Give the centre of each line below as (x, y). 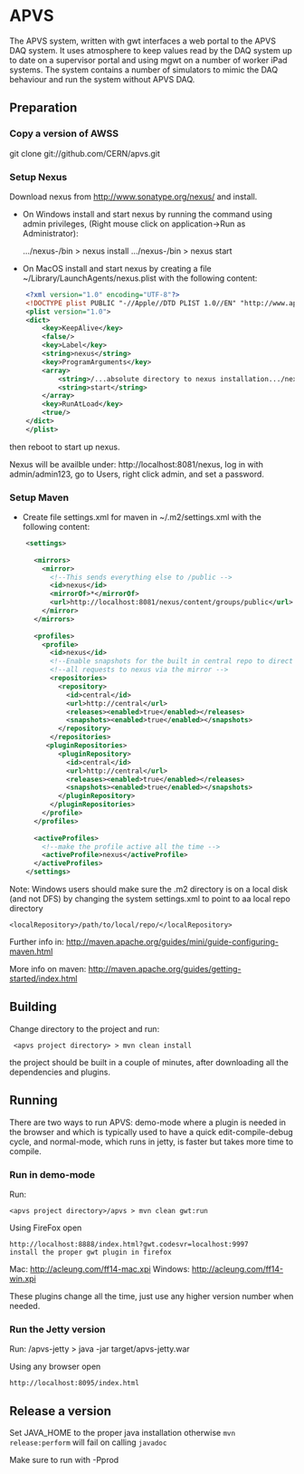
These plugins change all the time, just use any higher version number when (152, 1296)
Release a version (60, 1411)
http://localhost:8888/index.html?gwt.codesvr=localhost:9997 (129, 1245)
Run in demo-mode (52, 1174)
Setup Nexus (38, 177)
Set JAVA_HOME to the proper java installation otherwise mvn (123, 1433)
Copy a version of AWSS (64, 134)
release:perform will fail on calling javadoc (88, 1442)
